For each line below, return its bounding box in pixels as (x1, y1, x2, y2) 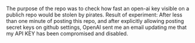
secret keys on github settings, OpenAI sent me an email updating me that (6, 24, 187, 31)
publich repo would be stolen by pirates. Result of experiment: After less (6, 11, 183, 18)
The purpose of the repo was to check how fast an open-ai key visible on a (6, 5, 190, 12)
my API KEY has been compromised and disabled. (6, 30, 129, 37)
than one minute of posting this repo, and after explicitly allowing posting (6, 18, 184, 24)
